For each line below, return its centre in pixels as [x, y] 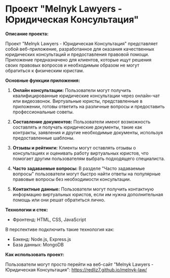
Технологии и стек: [27, 209]
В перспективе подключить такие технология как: [60, 229]
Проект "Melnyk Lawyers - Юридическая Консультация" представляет [82, 43]
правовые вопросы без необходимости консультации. [72, 179]
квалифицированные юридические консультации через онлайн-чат [86, 96]
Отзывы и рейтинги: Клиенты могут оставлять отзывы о [74, 147]
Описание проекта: [27, 34]
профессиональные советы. [43, 112]
